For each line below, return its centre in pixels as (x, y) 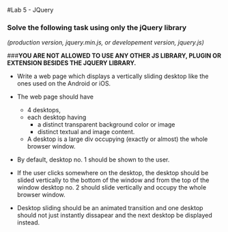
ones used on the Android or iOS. (64, 83)
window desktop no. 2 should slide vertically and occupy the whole (112, 188)
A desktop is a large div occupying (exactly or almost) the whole (117, 139)
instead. (28, 222)
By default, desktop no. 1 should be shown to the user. (93, 159)
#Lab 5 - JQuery (30, 10)
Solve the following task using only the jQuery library (97, 27)
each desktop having (57, 117)
